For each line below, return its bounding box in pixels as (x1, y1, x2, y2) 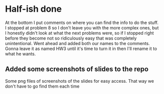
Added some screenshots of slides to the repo (5, 65, 149, 73)
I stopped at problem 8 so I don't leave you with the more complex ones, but (5, 24, 159, 30)
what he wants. (5, 50, 36, 57)
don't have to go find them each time (5, 83, 80, 89)
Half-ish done (5, 3, 62, 15)
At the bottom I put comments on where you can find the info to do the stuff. (5, 20, 159, 25)
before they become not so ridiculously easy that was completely (5, 35, 137, 41)
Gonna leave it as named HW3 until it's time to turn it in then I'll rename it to (5, 46, 158, 51)
